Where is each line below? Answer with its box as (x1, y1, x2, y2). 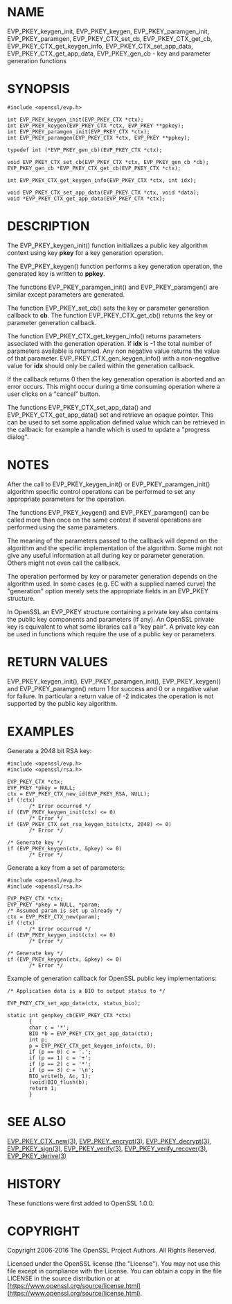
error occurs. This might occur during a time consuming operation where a (7, 382, 220, 390)
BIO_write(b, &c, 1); (28, 1073, 91, 1080)
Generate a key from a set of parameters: (7, 863, 125, 872)
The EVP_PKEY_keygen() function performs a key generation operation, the (7, 262, 223, 270)
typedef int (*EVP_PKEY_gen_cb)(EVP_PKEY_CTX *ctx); (7, 147, 163, 154)
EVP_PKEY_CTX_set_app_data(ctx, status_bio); (7, 1000, 141, 1007)
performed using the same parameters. (7, 522, 119, 531)
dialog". (7, 432, 29, 441)
